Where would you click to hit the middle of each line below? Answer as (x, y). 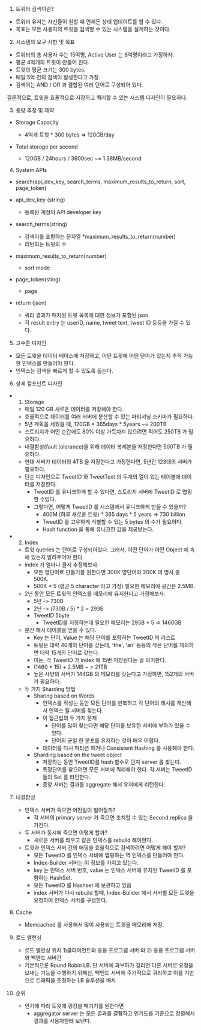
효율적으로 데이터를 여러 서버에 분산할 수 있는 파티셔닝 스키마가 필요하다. (109, 416)
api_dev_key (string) (40, 200)
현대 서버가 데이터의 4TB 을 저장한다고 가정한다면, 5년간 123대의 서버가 (108, 461)
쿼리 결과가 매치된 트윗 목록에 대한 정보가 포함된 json (86, 315)
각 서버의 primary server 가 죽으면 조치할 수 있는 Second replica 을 (113, 817)
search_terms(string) (41, 224)
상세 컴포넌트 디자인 (39, 383)
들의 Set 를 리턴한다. (66, 777)
